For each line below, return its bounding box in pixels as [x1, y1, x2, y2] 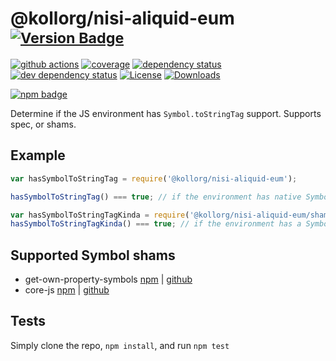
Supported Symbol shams [10, 247, 176, 264]
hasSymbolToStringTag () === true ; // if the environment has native [10, 192, 302, 202]
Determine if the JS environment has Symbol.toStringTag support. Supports [10, 107, 322, 119]
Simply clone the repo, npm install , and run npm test [10, 339, 230, 351]
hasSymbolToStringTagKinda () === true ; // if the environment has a [10, 219, 302, 229]
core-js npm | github [24, 284, 110, 296]
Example [10, 147, 66, 164]
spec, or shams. [10, 118, 77, 130]
